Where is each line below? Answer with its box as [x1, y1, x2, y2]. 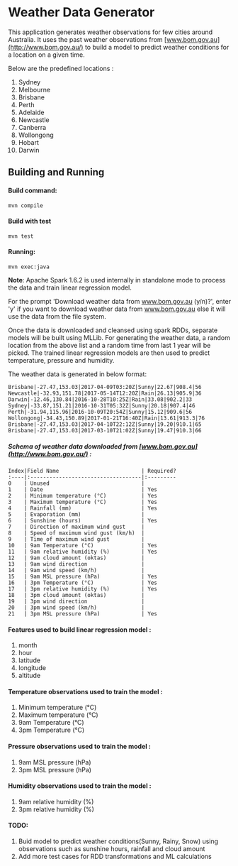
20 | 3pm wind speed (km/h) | [8, 604, 144, 611]
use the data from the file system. [8, 312, 106, 320]
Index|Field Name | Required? [8, 467, 176, 474]
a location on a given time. [8, 50, 85, 59]
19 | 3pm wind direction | [8, 598, 144, 605]
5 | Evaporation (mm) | [8, 510, 144, 518]
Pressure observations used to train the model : [8, 742, 151, 750]
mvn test [8, 232, 34, 240]
